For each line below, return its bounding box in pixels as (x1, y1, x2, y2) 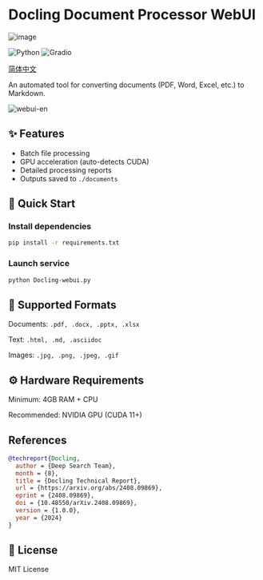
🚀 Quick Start (8, 197, 76, 211)
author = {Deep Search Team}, (15, 462, 116, 470)
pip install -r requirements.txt (8, 239, 120, 247)
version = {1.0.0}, (15, 507, 81, 514)
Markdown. (8, 88, 46, 97)
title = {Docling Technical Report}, (15, 477, 141, 485)
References (8, 433, 67, 447)
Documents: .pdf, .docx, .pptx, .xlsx (8, 320, 140, 329)
